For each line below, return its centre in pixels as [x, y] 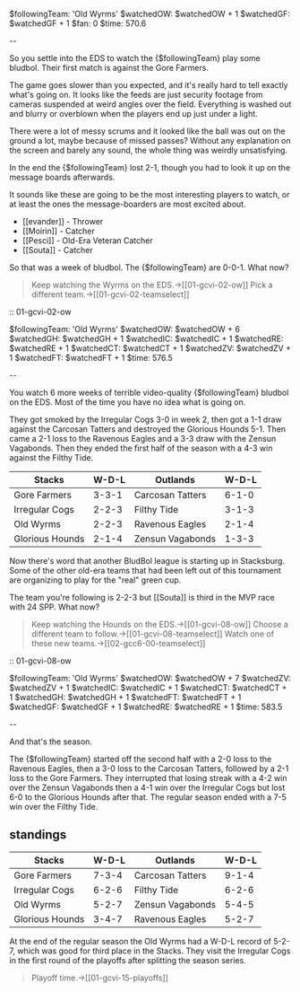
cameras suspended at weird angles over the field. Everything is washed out [150, 104]
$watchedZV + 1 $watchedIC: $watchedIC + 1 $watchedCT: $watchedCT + [148, 688]
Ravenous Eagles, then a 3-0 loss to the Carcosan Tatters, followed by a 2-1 [149, 768]
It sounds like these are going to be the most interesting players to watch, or [150, 194]
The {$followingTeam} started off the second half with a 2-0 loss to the [141, 759]
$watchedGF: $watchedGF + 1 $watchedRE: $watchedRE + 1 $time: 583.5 [146, 707]
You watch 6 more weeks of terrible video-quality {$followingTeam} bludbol [149, 392]
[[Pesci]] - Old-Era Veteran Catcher [88, 241]
